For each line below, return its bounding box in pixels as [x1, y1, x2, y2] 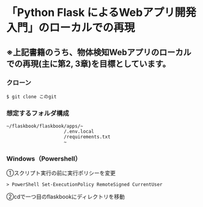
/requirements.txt [64, 134, 111, 140]
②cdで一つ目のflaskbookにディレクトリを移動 [6, 193, 125, 200]
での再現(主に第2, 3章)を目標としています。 [6, 59, 171, 69]
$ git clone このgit [6, 93, 57, 100]
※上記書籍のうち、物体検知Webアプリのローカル [6, 47, 191, 57]
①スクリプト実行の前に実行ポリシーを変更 [6, 169, 116, 177]
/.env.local [64, 129, 95, 135]
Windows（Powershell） [6, 154, 81, 163]
